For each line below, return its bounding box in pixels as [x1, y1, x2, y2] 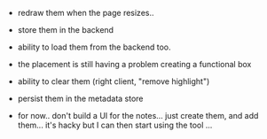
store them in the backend [17, 25, 114, 35]
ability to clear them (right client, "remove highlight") [17, 76, 210, 87]
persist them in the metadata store [17, 93, 144, 104]
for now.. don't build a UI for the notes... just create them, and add [17, 111, 259, 120]
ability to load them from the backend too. [17, 42, 171, 52]
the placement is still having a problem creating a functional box [17, 59, 252, 69]
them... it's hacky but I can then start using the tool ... [17, 120, 213, 130]
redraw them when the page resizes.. [17, 8, 154, 18]
